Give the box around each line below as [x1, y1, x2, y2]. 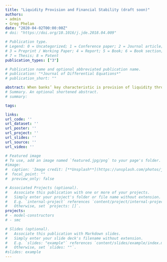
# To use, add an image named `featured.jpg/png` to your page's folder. [5, 158, 162, 163]
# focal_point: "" [5, 172, 46, 177]
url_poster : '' [5, 126, 37, 131]
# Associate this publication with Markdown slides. [5, 231, 121, 236]
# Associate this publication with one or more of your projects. [5, 190, 150, 195]
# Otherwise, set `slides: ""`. [5, 245, 77, 250]
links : [5, 112, 19, 117]
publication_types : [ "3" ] [5, 58, 59, 63]
